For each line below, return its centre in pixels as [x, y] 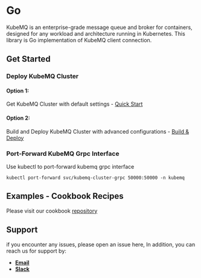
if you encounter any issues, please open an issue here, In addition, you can [101, 244]
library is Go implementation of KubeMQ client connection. [79, 40]
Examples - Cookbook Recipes [65, 196]
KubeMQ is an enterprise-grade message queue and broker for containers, [99, 27]
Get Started [28, 59]
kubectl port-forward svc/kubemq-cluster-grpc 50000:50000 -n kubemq [96, 178]
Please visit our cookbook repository [52, 211]
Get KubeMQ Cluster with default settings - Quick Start [75, 104]
